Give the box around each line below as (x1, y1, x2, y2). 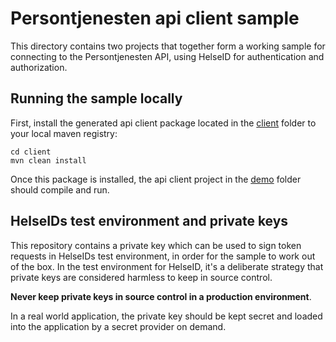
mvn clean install (10, 155, 87, 166)
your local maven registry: (10, 127, 118, 139)
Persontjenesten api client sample (10, 7, 300, 30)
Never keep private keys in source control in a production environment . (10, 290, 312, 302)
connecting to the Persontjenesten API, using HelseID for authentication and (10, 50, 325, 62)
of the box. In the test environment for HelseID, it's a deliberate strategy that (10, 260, 324, 272)
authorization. (10, 61, 68, 73)
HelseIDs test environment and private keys (10, 213, 289, 230)
